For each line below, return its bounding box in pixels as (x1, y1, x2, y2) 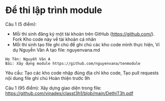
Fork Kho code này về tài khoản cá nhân (12, 36, 97, 42)
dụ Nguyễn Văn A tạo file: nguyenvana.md (12, 47, 101, 53)
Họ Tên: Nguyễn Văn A (5, 56, 51, 62)
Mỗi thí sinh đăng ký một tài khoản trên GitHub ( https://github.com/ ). (12, 31, 155, 37)
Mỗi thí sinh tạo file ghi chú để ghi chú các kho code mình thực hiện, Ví (12, 41, 160, 47)
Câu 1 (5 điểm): (5, 21, 37, 27)
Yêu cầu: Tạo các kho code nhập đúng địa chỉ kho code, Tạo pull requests (5, 70, 159, 76)
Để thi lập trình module (5, 5, 102, 16)
